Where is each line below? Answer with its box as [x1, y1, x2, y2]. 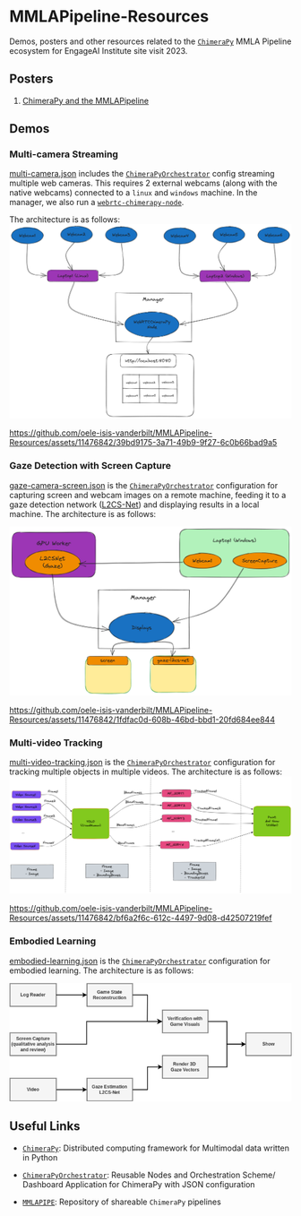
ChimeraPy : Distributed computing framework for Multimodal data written [21, 1143, 289, 1153]
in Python [21, 1151, 58, 1162]
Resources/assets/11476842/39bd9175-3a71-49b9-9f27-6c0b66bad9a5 [9, 437, 278, 448]
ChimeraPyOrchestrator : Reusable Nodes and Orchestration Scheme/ [21, 1169, 276, 1180]
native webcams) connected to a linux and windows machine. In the [9, 187, 258, 198]
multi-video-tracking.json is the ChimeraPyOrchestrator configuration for [9, 757, 276, 768]
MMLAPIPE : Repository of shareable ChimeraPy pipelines [21, 1196, 221, 1207]
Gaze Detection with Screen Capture [9, 460, 172, 472]
